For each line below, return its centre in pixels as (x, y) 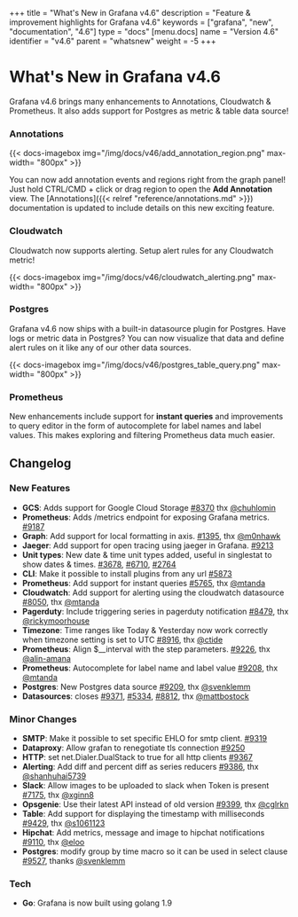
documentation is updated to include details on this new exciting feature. (142, 208)
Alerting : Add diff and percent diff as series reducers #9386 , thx (140, 767)
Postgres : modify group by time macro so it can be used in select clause (155, 851)
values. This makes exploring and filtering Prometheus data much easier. (142, 435)
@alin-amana (46, 658)
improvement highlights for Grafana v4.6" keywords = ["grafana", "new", (141, 22)
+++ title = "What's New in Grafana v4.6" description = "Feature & (130, 13)
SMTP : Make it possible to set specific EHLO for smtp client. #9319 (145, 739)
